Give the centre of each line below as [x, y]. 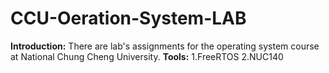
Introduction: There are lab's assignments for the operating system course [165, 46]
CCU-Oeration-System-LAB [128, 18]
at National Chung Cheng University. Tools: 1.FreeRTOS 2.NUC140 [147, 56]
